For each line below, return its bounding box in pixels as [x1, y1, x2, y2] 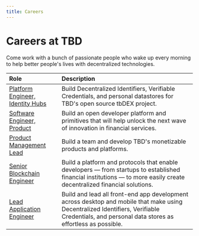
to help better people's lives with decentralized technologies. [6, 60, 155, 67]
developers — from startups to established [61, 165, 181, 174]
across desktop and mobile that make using [61, 197, 183, 206]
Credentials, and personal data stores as [61, 212, 174, 221]
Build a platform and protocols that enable [61, 158, 178, 166]
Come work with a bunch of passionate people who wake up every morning [6, 54, 191, 61]
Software [9, 109, 34, 117]
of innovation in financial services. [61, 124, 157, 132]
